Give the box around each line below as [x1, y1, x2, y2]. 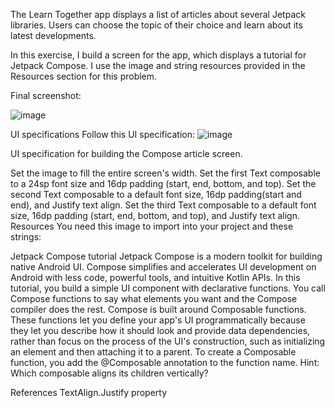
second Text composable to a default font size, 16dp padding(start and [10, 189, 302, 200]
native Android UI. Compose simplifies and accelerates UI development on [10, 261, 317, 273]
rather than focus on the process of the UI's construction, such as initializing [10, 335, 326, 347]
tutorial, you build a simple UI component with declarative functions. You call [10, 282, 326, 294]
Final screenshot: [10, 90, 82, 101]
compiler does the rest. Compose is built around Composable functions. [10, 304, 307, 315]
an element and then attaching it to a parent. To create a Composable [10, 346, 297, 358]
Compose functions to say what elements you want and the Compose [10, 293, 298, 304]
